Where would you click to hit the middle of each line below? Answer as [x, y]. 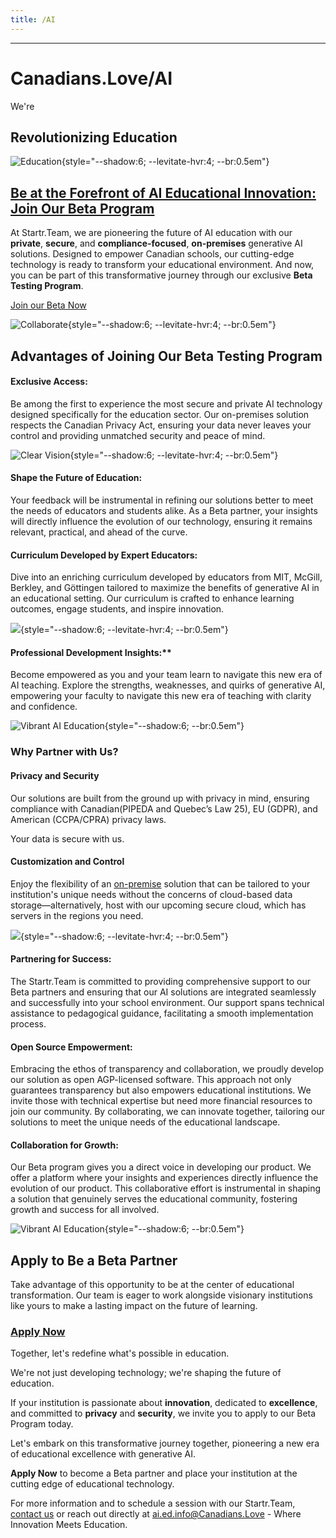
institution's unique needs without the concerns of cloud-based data [151, 894]
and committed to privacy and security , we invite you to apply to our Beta [163, 1413]
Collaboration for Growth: [64, 1145]
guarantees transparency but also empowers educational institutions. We [161, 1090]
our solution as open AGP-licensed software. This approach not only [151, 1080]
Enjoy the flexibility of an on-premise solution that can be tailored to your [160, 883]
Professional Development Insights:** [91, 652]
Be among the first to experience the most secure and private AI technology [166, 403]
